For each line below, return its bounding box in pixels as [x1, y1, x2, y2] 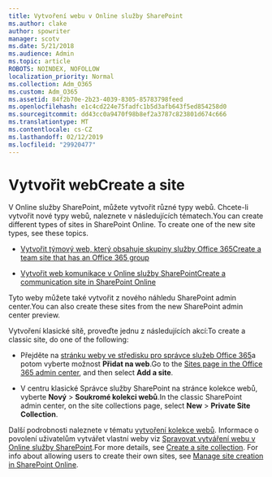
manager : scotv [8, 34, 60, 43]
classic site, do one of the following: [8, 335, 129, 344]
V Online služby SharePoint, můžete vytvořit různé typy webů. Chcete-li [8, 203, 249, 212]
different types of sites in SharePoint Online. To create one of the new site [8, 220, 256, 230]
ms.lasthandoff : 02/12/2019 [8, 133, 104, 141]
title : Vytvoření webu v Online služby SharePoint [8, 11, 183, 20]
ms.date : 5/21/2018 [8, 42, 75, 50]
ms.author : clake [8, 20, 67, 28]
